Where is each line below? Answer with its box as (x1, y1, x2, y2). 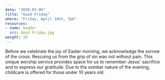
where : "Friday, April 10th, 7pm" (5, 16, 77, 21)
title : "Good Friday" (5, 12, 50, 17)
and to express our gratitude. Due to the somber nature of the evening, (5, 64, 150, 70)
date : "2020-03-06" (5, 7, 46, 12)
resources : (5, 21, 28, 26)
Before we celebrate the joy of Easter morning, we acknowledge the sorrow (5, 48, 160, 54)
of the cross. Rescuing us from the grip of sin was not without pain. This (5, 53, 153, 59)
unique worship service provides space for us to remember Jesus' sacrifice (5, 59, 160, 65)
